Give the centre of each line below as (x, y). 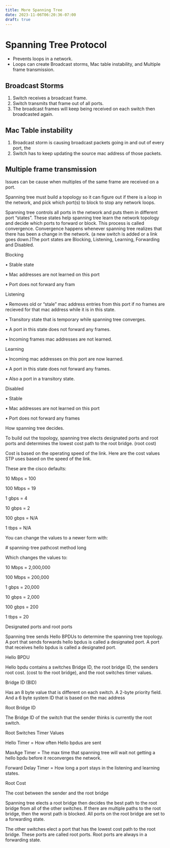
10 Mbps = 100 (21, 478)
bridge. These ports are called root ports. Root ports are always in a (76, 834)
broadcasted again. (33, 114)
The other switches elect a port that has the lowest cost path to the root (80, 829)
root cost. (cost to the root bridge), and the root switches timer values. (79, 672)
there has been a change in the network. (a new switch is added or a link (81, 234)
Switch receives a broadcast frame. (50, 98)
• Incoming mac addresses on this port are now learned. (64, 359)
